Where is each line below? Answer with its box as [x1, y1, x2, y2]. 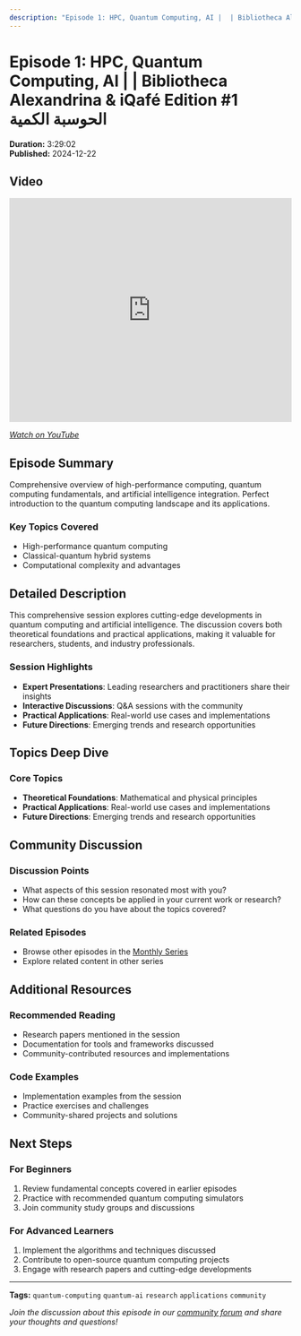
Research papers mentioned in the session [21, 1029, 181, 1039]
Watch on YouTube [9, 429, 80, 440]
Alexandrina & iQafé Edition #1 [9, 90, 239, 110]
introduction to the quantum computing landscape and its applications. [9, 498, 271, 509]
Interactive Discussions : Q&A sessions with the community [21, 700, 244, 711]
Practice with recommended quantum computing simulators [21, 1193, 244, 1203]
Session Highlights [9, 660, 93, 673]
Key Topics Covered [9, 521, 99, 533]
